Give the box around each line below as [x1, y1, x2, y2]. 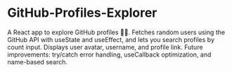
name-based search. [7, 57, 68, 66]
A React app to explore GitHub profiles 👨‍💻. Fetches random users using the [7, 28, 226, 36]
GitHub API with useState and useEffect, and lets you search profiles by [7, 35, 215, 43]
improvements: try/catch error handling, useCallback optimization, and [7, 50, 212, 59]
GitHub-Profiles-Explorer [7, 5, 157, 21]
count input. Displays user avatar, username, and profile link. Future [7, 43, 203, 51]
